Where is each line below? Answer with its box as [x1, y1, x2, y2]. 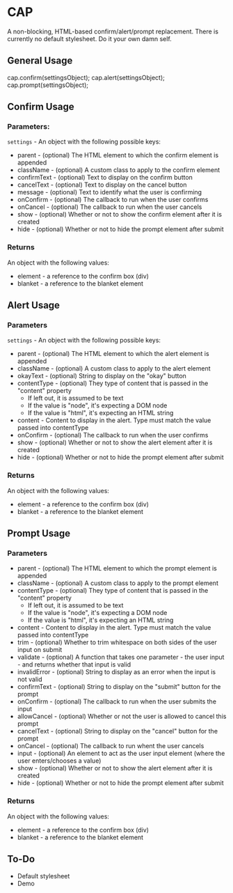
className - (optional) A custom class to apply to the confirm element [17, 166, 220, 174]
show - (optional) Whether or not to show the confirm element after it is [17, 210, 223, 219]
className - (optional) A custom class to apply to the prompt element [17, 579, 219, 587]
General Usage [7, 55, 73, 67]
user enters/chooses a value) [17, 756, 102, 765]
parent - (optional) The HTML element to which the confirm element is [17, 151, 219, 160]
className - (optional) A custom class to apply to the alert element [17, 364, 211, 373]
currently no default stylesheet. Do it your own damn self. [7, 34, 172, 42]
